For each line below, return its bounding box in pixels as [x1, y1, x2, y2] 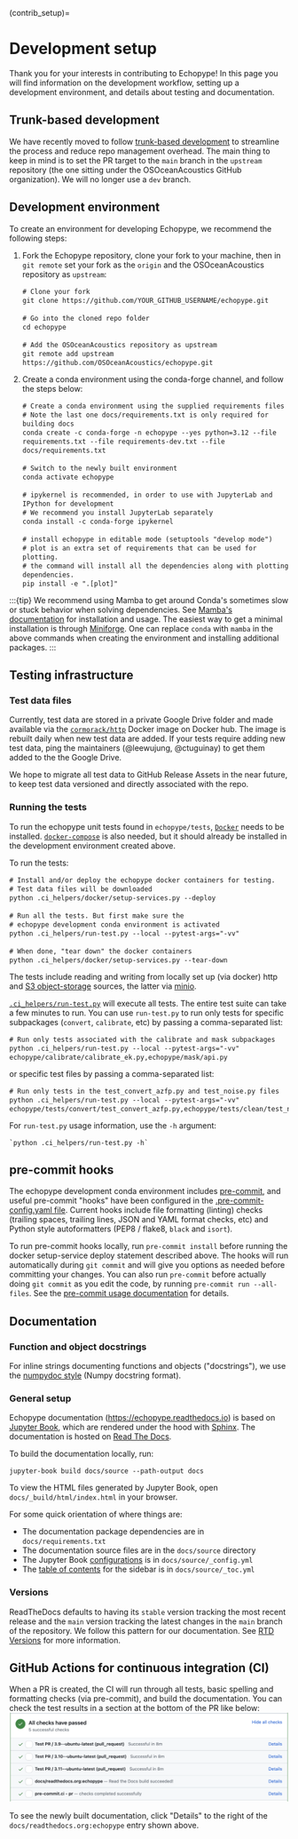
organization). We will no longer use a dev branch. [9, 173, 192, 185]
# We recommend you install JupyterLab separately [21, 508, 214, 517]
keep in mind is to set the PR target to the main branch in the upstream [9, 155, 263, 165]
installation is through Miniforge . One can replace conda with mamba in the [9, 623, 273, 633]
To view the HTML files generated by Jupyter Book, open [9, 1483, 219, 1493]
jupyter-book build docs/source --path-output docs [9, 1467, 204, 1476]
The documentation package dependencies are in [21, 1526, 205, 1537]
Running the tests [9, 801, 87, 814]
